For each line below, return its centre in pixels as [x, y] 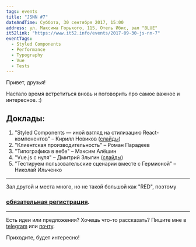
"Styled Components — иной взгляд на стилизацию [78, 133]
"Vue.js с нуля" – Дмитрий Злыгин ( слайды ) [69, 157]
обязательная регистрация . [48, 202]
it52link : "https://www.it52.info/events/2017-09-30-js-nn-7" [83, 33]
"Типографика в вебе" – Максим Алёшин [65, 151]
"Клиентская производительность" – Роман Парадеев [82, 145]
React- [151, 133]
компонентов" [32, 139]
